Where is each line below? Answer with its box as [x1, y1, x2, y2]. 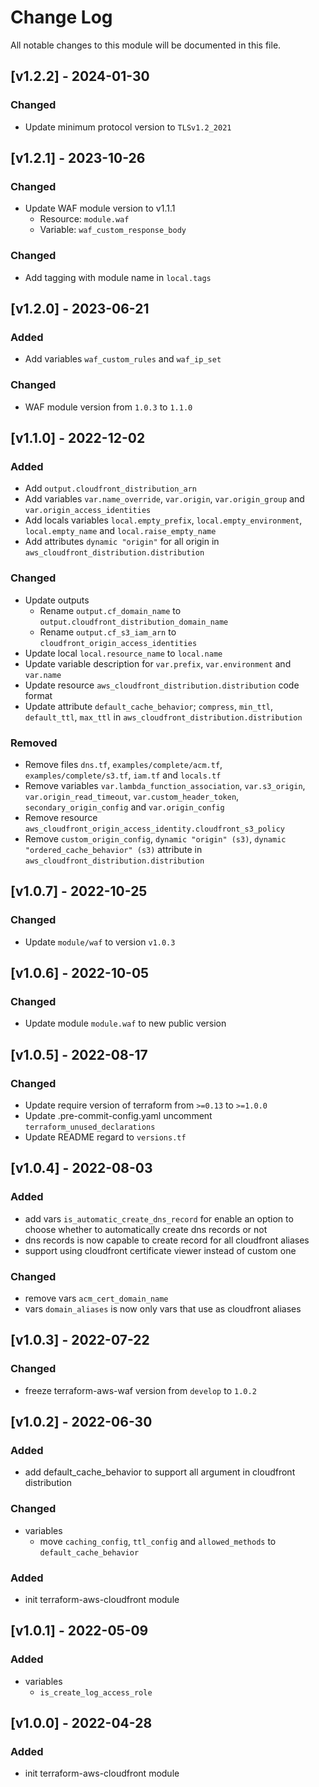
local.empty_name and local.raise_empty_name [24, 525, 217, 537]
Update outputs [24, 594, 90, 606]
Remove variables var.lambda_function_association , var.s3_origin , [24, 779, 306, 791]
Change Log [10, 6, 113, 29]
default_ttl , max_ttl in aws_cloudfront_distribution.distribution [24, 711, 303, 723]
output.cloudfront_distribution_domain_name [39, 617, 229, 627]
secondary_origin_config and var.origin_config [24, 801, 225, 813]
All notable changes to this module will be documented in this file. [10, 39, 282, 51]
